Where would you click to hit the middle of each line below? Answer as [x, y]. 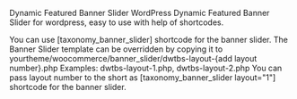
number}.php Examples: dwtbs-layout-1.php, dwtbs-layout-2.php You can [146, 68]
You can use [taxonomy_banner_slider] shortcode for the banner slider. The [149, 40]
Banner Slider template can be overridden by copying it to [116, 49]
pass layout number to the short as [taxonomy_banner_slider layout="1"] [143, 78]
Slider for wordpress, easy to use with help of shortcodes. [117, 22]
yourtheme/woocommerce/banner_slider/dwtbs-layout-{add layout [133, 58]
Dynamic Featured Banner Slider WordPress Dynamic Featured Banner [140, 13]
